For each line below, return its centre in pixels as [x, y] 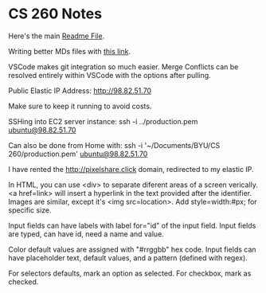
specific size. [30, 210]
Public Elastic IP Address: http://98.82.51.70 [80, 90]
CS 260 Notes [55, 14]
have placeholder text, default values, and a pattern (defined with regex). [128, 258]
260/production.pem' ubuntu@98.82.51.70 [78, 154]
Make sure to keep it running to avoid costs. [80, 106]
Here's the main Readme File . [57, 36]
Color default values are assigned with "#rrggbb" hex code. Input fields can [132, 249]
